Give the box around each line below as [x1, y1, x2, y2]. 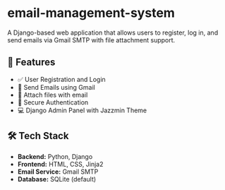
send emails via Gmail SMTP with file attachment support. [7, 35, 176, 44]
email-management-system [7, 5, 175, 21]
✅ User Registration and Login [17, 75, 106, 83]
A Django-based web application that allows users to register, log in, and [7, 28, 219, 37]
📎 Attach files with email [17, 90, 88, 99]
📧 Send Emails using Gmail [17, 83, 95, 91]
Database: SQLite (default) [17, 174, 97, 183]
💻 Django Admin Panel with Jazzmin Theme [17, 106, 147, 114]
